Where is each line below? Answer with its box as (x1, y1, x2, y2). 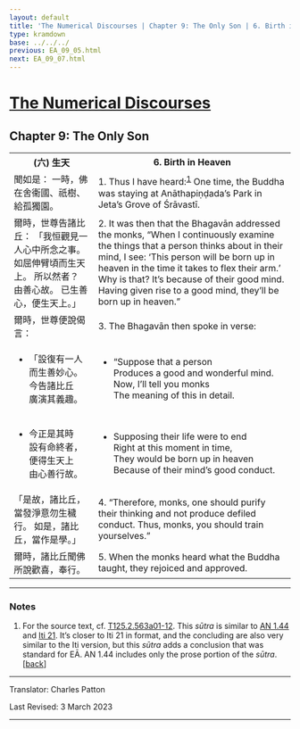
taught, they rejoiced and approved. (97, 562, 248, 574)
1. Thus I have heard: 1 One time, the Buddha (97, 174, 285, 188)
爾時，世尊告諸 (13, 217, 78, 228)
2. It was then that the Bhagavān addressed (97, 218, 281, 229)
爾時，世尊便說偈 (13, 314, 87, 326)
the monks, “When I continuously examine (97, 228, 275, 241)
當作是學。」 (31, 534, 82, 545)
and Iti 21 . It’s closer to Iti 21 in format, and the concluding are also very (21, 630, 284, 641)
